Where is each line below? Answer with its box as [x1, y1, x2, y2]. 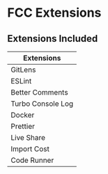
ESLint [10, 77, 32, 86]
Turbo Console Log [10, 99, 74, 109]
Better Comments [10, 88, 68, 97]
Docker [10, 110, 35, 120]
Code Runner [10, 155, 54, 165]
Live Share [10, 133, 46, 142]
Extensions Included [7, 33, 98, 45]
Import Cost [10, 144, 50, 154]
